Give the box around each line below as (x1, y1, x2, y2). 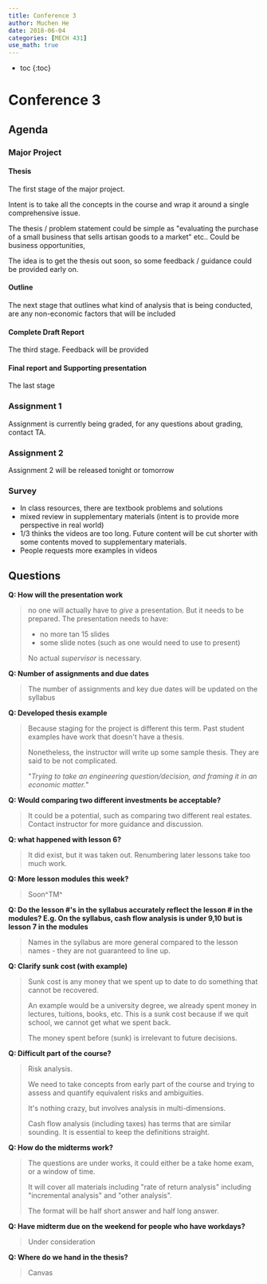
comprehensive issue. (8, 208, 81, 218)
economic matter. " (27, 780, 89, 790)
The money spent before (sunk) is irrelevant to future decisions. (27, 1034, 238, 1043)
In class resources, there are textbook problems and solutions (19, 503, 223, 513)
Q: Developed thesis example (8, 708, 108, 718)
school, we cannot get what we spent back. (27, 1018, 171, 1027)
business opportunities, (8, 240, 86, 250)
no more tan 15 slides (39, 629, 110, 639)
